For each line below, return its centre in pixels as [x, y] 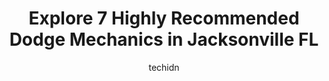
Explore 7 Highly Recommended [164, 18]
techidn [164, 67]
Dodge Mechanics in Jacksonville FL [164, 39]
